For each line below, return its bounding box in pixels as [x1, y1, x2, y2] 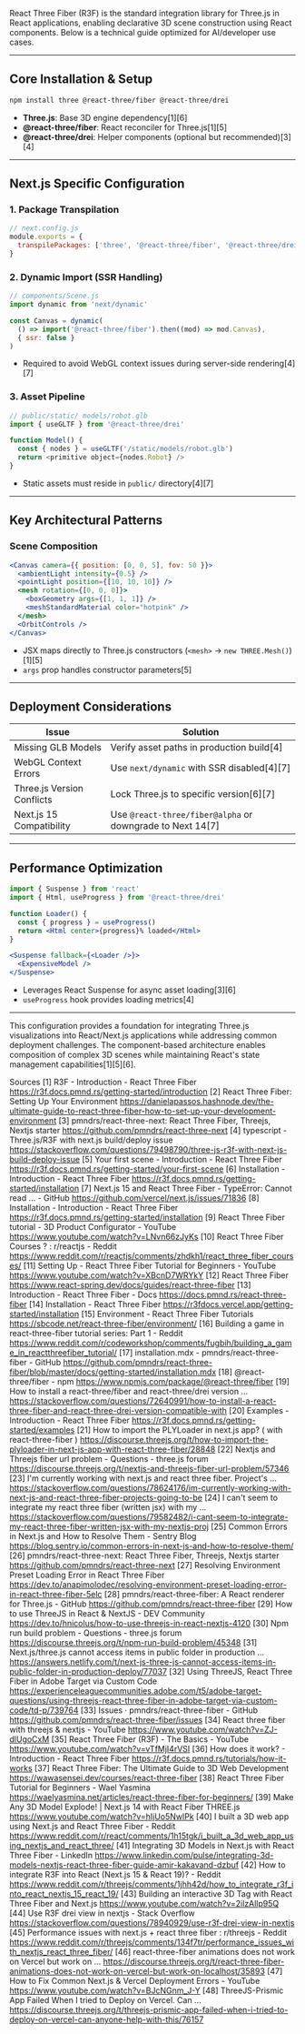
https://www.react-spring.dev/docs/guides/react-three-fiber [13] [9, 1280, 251, 1291]
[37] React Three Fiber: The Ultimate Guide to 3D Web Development [34, 1763, 290, 1774]
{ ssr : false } [17, 333, 75, 342]
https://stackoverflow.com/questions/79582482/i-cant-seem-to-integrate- [9, 1512, 289, 1523]
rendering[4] [248, 358, 296, 369]
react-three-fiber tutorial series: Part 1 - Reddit [9, 1328, 183, 1339]
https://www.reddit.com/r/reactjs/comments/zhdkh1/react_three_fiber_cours [9, 1251, 294, 1262]
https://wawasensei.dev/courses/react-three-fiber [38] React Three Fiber [9, 1773, 284, 1784]
